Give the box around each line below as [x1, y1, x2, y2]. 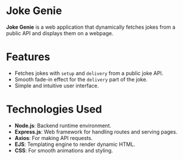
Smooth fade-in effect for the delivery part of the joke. [14, 76, 148, 83]
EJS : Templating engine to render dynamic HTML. [14, 141, 135, 148]
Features [6, 50, 50, 64]
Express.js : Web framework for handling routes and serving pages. [14, 128, 178, 135]
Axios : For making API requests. [14, 134, 93, 141]
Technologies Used [6, 103, 103, 116]
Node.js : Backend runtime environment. [14, 122, 111, 129]
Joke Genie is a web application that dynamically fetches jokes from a [6, 23, 176, 30]
